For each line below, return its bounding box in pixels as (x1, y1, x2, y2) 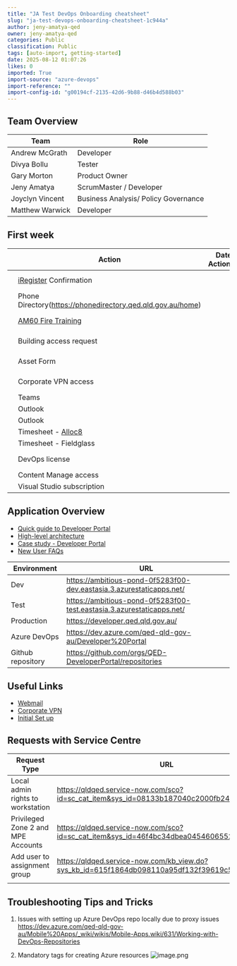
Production (11, 616, 48, 625)
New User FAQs (17, 546, 64, 555)
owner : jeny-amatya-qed (7, 30, 78, 37)
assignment (11, 861, 50, 871)
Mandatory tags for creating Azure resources (17, 951, 150, 959)
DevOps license (18, 454, 71, 464)
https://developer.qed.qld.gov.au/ (66, 616, 178, 625)
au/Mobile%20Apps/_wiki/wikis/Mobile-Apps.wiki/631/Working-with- (17, 930, 219, 938)
